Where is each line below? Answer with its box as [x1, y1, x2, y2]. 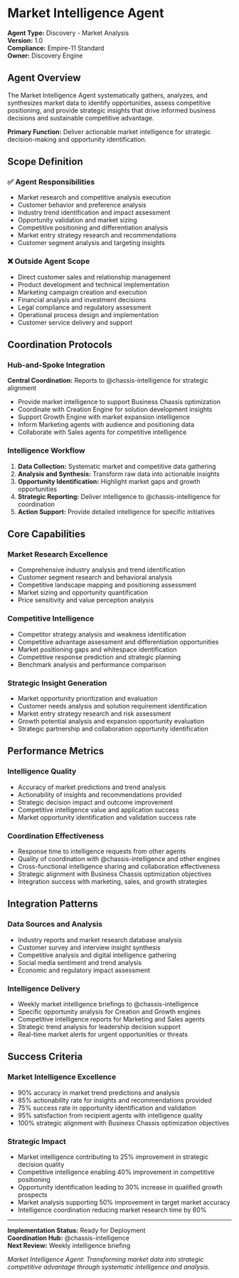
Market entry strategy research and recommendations [17, 231, 176, 239]
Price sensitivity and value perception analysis [17, 596, 154, 604]
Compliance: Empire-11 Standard [7, 43, 105, 52]
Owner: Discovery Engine [7, 51, 83, 60]
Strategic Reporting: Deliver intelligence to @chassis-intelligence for [17, 492, 221, 500]
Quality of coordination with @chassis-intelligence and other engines [17, 854, 221, 863]
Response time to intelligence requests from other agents [17, 847, 186, 855]
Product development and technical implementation [17, 280, 169, 289]
